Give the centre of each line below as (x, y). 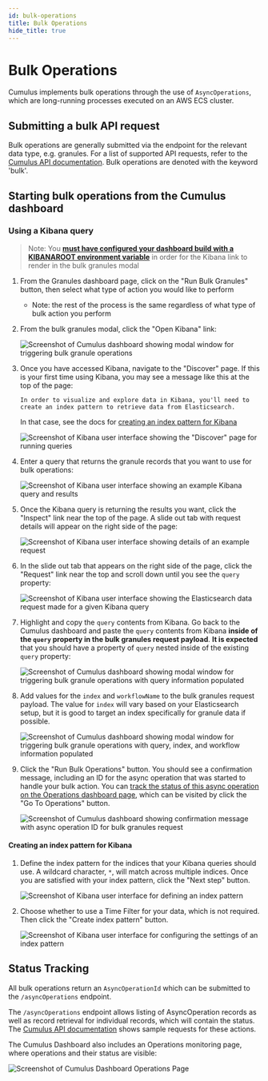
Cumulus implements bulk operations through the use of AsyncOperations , (130, 92)
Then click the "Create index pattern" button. (94, 919)
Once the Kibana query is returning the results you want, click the (128, 509)
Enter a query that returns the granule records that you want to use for (136, 461)
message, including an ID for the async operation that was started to (133, 777)
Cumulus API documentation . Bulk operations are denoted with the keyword (133, 162)
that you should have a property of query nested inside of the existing (134, 648)
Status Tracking (49, 969)
